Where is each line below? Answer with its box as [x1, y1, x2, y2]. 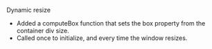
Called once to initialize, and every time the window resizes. [16, 34, 188, 42]
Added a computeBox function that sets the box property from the [16, 19, 206, 27]
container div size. [16, 27, 70, 35]
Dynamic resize [6, 6, 51, 14]
